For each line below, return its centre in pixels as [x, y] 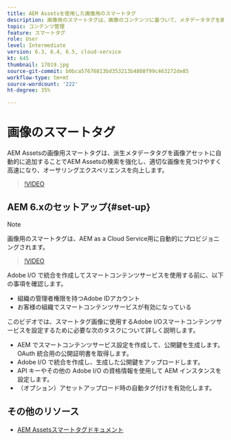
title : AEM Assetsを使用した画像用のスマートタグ [71, 13]
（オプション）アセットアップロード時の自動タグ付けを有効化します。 [116, 388]
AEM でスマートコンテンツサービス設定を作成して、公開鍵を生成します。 [120, 344]
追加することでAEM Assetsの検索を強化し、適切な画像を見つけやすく [123, 162]
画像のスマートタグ [61, 133]
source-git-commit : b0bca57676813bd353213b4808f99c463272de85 [98, 71]
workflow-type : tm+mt [38, 77]
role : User [23, 39]
